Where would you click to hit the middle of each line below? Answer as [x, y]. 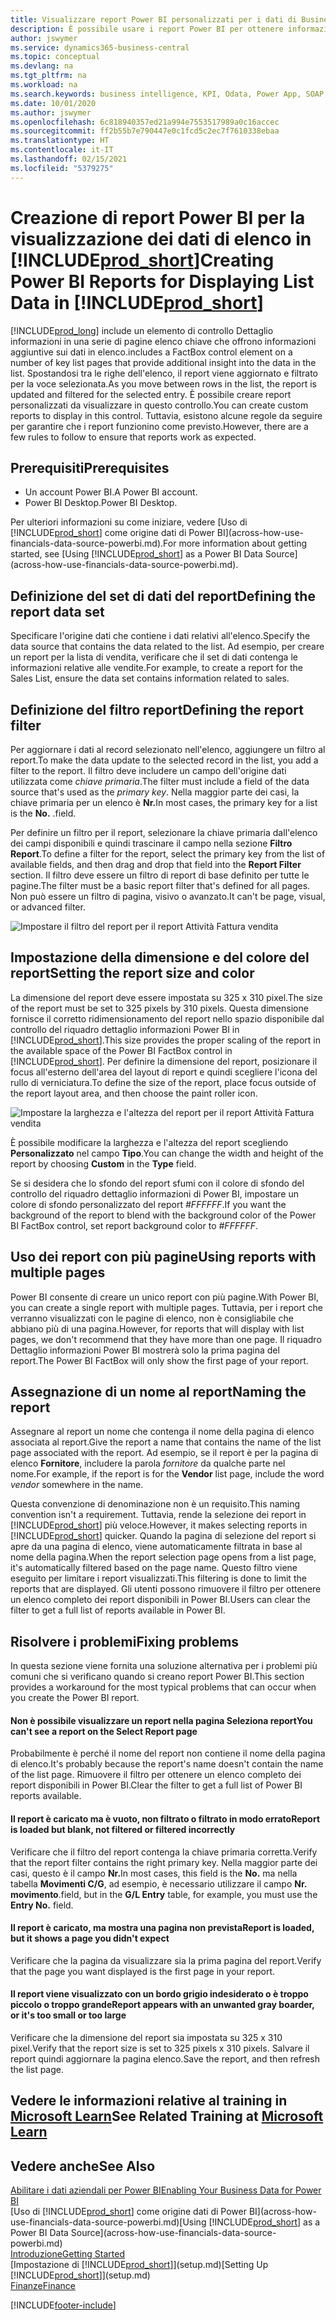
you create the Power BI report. [75, 1698]
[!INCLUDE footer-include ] [63, 2305]
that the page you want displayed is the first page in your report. [143, 1971]
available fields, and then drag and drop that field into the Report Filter [156, 864]
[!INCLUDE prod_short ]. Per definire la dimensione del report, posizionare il [164, 1061]
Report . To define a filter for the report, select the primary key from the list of [168, 854]
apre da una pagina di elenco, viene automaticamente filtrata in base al [156, 1547]
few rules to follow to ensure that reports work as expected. [133, 437]
